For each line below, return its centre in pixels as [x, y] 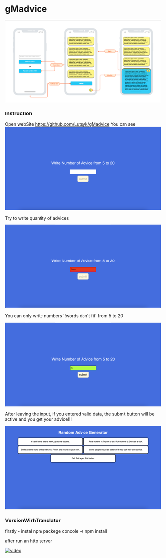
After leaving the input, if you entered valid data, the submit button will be [80, 414]
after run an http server [29, 541]
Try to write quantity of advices [37, 218]
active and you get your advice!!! [39, 419]
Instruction [19, 113]
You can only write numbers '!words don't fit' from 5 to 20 [64, 316]
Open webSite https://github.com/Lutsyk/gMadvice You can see [70, 124]
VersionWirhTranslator [33, 521]
